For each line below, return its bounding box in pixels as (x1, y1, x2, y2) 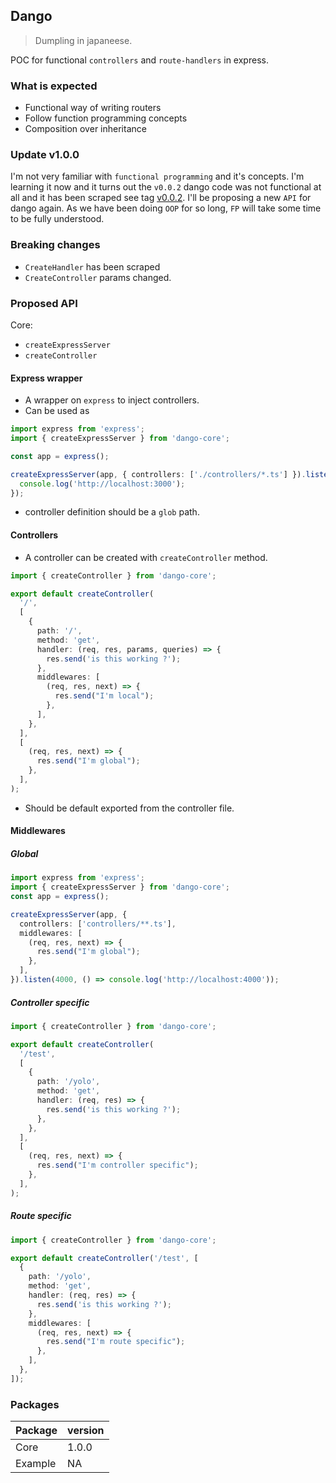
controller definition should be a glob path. (24, 506, 200, 518)
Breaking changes (10, 238, 101, 252)
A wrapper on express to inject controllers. (24, 394, 200, 406)
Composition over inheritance (24, 123, 147, 135)
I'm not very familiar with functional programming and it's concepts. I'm (10, 170, 305, 183)
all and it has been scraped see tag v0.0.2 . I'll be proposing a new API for (10, 192, 312, 204)
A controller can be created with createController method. (24, 551, 268, 563)
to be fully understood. (10, 213, 105, 225)
